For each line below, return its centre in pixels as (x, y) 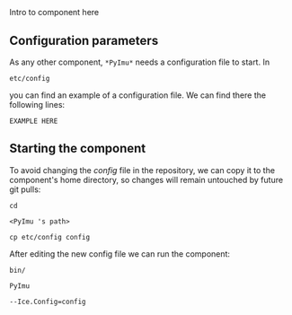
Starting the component (78, 149)
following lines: (37, 105)
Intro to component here (54, 13)
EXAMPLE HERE (34, 121)
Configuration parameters (84, 40)
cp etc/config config (50, 237)
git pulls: (25, 189)
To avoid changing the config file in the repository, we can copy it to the (142, 170)
